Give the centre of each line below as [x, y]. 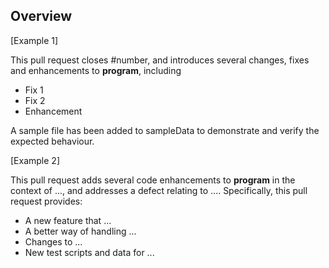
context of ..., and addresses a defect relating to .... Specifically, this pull [159, 190]
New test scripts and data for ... [89, 252]
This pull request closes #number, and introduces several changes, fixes [160, 60]
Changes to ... [53, 241]
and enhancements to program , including [96, 70]
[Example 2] [35, 160]
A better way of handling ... [80, 231]
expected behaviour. [52, 141]
